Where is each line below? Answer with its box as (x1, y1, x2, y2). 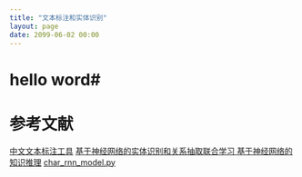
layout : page (9, 22, 59, 31)
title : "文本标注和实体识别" (9, 13, 107, 23)
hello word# (9, 69, 102, 90)
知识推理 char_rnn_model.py (9, 156, 116, 168)
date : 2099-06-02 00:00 (9, 30, 100, 39)
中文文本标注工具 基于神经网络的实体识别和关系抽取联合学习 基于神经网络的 (9, 145, 293, 156)
